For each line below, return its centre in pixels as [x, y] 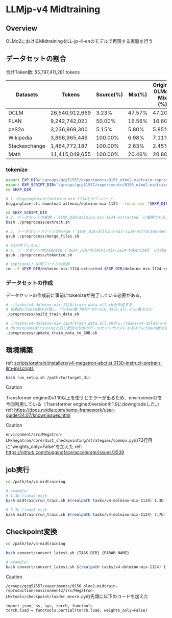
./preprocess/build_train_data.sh [43, 314]
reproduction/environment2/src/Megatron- [51, 590]
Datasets [27, 94]
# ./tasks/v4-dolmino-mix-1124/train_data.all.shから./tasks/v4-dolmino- [85, 324]
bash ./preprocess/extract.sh [38, 222]
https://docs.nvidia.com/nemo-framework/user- [65, 410]
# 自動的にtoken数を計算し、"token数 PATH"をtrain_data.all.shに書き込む [79, 310]
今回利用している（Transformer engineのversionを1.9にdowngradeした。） [84, 404]
